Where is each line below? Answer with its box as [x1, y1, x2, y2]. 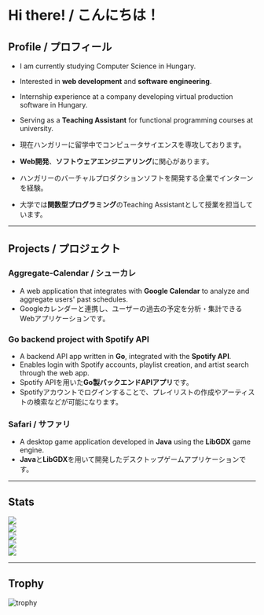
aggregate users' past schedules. [19, 295, 128, 304]
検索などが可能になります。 [33, 397, 123, 406]
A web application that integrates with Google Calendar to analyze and [19, 286, 250, 295]
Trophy [8, 577, 45, 591]
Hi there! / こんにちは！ [8, 6, 160, 24]
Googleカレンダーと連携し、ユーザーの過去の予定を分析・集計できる [19, 303, 243, 313]
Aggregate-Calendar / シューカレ [8, 268, 136, 279]
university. [19, 124, 53, 133]
